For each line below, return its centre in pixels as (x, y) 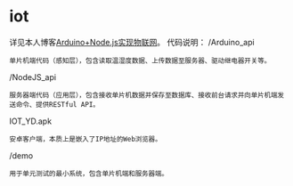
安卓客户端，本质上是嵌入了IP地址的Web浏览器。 (85, 139)
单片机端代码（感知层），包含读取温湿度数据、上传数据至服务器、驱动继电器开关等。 (140, 61)
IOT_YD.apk (30, 121)
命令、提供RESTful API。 (57, 104)
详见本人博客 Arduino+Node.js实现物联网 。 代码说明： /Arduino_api (132, 42)
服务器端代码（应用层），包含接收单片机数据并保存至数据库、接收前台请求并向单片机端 (143, 95)
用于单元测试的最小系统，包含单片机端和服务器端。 (89, 174)
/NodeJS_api (33, 77)
